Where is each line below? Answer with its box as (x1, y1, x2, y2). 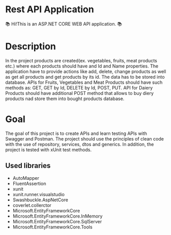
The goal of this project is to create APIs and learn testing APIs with (5, 130, 147, 136)
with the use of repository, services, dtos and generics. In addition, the (5, 141, 154, 147)
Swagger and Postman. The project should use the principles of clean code (5, 135, 164, 142)
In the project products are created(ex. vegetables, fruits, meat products (5, 57, 157, 63)
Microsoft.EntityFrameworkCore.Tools (12, 224, 93, 230)
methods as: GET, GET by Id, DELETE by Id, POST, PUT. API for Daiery (5, 84, 153, 90)
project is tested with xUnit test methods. (5, 147, 92, 153)
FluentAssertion (12, 180, 46, 186)
